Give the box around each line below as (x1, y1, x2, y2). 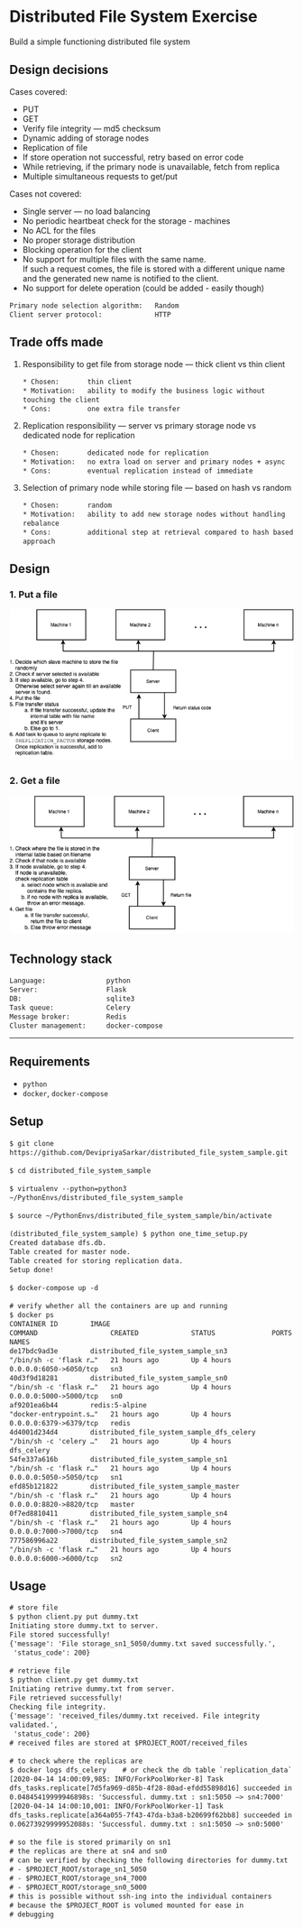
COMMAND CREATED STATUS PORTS (9, 1328, 293, 1337)
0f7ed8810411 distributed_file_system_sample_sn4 (9, 1508, 228, 1517)
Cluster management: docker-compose (9, 1021, 164, 1030)
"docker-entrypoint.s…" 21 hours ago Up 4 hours (9, 1409, 232, 1418)
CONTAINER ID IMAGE (9, 1319, 111, 1328)
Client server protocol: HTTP (9, 309, 171, 319)
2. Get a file (9, 774, 60, 787)
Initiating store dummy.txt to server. (9, 1621, 160, 1630)
